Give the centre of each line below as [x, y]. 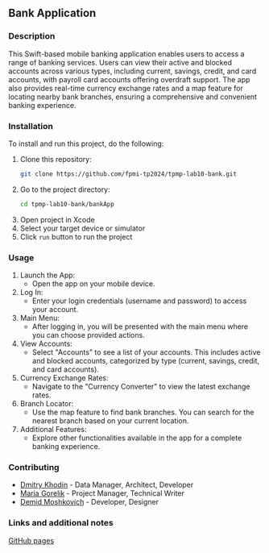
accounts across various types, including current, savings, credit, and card [132, 71]
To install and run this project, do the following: [86, 143]
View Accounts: [46, 344]
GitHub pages [31, 540]
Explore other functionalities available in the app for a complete [137, 438]
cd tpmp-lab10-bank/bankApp [67, 204]
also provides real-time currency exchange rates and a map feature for [126, 88]
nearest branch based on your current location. [110, 421]
